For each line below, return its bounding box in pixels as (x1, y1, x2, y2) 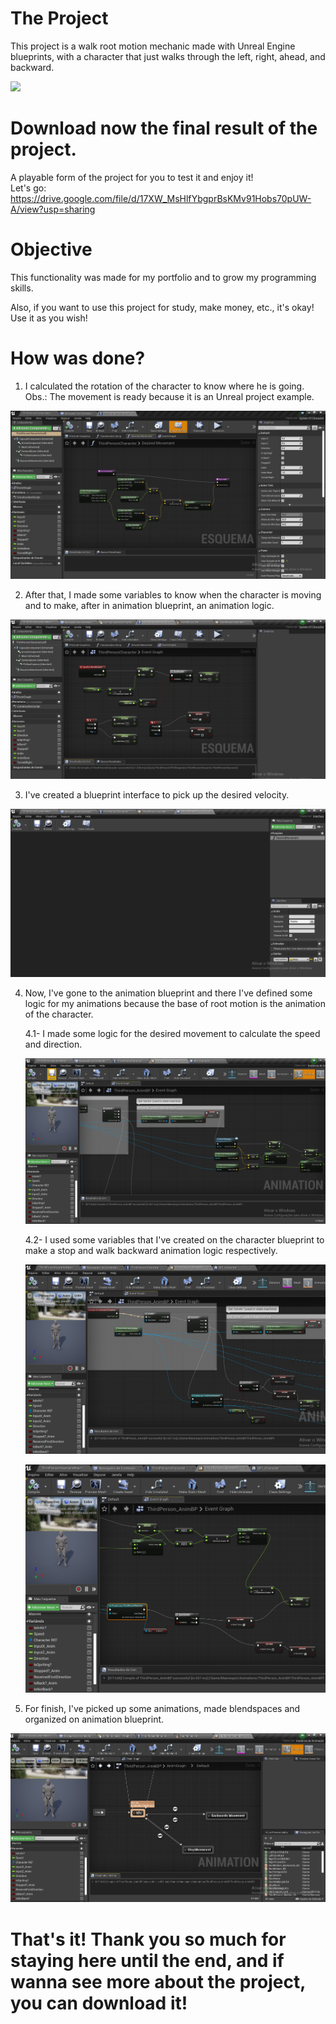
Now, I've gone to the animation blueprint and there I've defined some (24, 987, 313, 999)
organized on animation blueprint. (24, 1713, 165, 1725)
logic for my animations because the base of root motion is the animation (24, 997, 326, 1009)
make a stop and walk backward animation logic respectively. (24, 1245, 278, 1257)
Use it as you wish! (10, 312, 88, 324)
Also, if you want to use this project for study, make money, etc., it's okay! (10, 301, 315, 313)
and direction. (24, 1038, 83, 1050)
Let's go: (10, 182, 47, 194)
